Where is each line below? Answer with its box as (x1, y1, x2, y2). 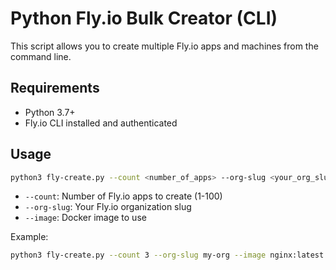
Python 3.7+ (24, 106, 76, 118)
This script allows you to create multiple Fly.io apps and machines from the (10, 40, 319, 52)
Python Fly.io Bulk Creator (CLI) (10, 7, 278, 30)
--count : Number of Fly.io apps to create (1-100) (24, 190, 223, 202)
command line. (10, 50, 72, 62)
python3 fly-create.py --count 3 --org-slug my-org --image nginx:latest (10, 250, 325, 261)
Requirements (10, 80, 100, 97)
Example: (10, 231, 49, 243)
